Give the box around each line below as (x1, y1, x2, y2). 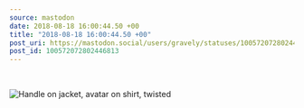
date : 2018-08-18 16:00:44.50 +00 (9, 22, 140, 31)
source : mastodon (9, 13, 75, 22)
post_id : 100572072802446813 (9, 47, 119, 56)
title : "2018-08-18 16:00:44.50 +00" (9, 30, 152, 39)
